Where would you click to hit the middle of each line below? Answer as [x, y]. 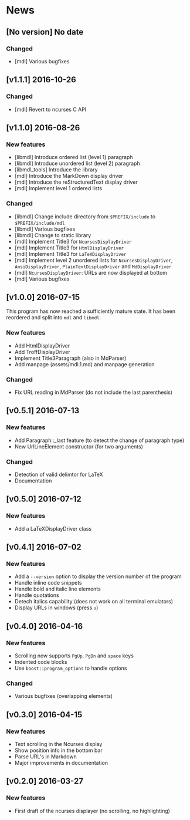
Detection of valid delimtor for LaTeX [59, 474]
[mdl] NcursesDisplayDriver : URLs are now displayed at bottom [91, 272]
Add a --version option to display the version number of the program [98, 576]
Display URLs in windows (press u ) [56, 608]
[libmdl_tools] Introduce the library [56, 170]
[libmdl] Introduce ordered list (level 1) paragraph [74, 157]
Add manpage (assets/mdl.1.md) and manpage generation [84, 364]
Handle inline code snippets [48, 583]
